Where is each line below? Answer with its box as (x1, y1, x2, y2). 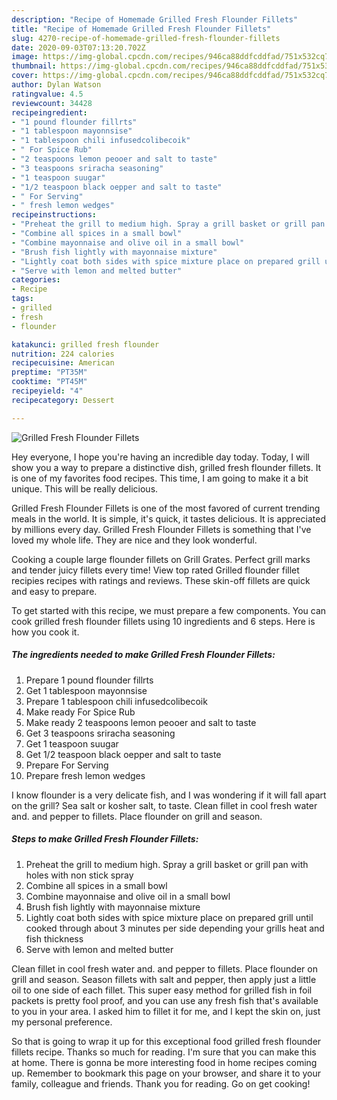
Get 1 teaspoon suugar (25, 737, 119, 750)
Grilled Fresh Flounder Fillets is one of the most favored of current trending (11, 502, 321, 514)
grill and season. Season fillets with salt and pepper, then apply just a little (11, 973, 317, 985)
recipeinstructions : (11, 210, 98, 220)
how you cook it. (11, 626, 80, 638)
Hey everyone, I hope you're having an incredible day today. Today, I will (11, 451, 310, 463)
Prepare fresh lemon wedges (25, 769, 146, 781)
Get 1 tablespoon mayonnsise (25, 684, 148, 696)
